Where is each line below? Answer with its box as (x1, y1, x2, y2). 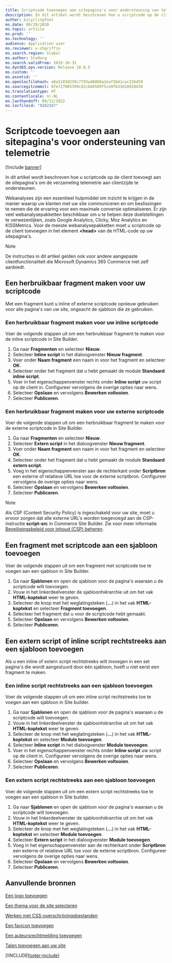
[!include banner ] (5, 164, 42, 170)
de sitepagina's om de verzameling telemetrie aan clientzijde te (5, 179, 139, 186)
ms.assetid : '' (5, 75, 38, 80)
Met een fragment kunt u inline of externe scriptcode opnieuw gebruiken (5, 300, 159, 306)
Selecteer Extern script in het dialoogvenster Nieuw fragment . (12, 441, 146, 447)
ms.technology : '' (5, 37, 45, 42)
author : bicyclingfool (5, 17, 54, 22)
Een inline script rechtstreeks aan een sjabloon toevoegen (5, 682, 153, 689)
